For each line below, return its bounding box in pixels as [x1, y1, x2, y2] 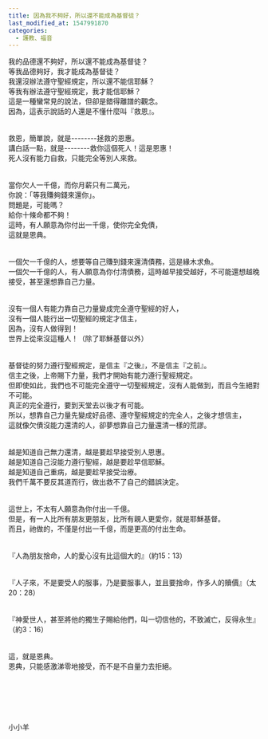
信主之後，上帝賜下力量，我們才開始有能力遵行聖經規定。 [8, 371, 197, 380]
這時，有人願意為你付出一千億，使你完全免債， [8, 220, 162, 230]
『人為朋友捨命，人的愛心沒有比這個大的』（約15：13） [8, 551, 187, 560]
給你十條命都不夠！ [8, 210, 72, 220]
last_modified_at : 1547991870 [8, 19, 109, 27]
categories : [8, 26, 48, 34]
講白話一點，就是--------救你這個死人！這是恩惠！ [8, 143, 174, 153]
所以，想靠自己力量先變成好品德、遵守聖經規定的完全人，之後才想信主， [8, 411, 246, 420]
